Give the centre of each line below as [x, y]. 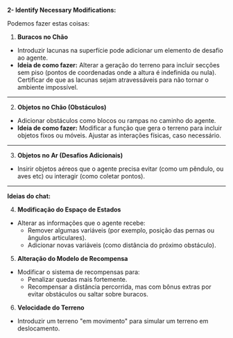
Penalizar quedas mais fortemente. [77, 279]
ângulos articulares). [57, 238]
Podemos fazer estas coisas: [49, 23]
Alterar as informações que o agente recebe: [81, 223]
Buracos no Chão [42, 37]
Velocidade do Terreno [51, 307]
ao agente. [33, 58]
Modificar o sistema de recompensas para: [78, 272]
